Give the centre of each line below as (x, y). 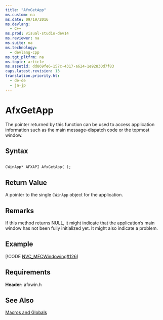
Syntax (17, 151)
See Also (19, 301)
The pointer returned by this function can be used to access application (80, 124)
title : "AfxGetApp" (26, 10)
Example (19, 244)
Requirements (28, 272)
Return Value (26, 183)
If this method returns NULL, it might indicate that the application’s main (80, 223)
